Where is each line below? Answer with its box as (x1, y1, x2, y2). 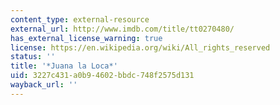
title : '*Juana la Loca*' (10, 61, 118, 71)
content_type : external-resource (10, 14, 150, 25)
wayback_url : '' (10, 80, 78, 90)
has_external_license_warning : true (10, 33, 163, 43)
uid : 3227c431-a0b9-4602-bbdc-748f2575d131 (10, 71, 195, 81)
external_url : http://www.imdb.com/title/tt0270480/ (10, 24, 235, 34)
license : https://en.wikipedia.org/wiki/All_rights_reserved (10, 42, 271, 53)
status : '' (10, 52, 56, 62)
